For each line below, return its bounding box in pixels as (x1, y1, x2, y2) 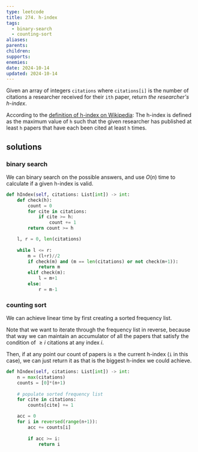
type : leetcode (6, 8, 44, 15)
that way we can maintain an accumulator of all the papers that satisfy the (6, 333, 189, 340)
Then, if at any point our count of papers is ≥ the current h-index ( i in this (6, 351, 188, 358)
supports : (6, 54, 31, 60)
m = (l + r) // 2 (28, 253, 61, 259)
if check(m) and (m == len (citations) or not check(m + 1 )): (28, 259, 179, 265)
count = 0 (28, 202, 52, 209)
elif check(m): (28, 269, 66, 276)
